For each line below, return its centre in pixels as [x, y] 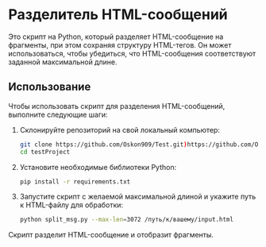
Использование [50, 87]
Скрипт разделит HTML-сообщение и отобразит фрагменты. [111, 235]
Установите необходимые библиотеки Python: [98, 167]
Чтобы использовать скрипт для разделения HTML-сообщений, [117, 106]
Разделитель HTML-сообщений [118, 15]
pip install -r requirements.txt [75, 181]
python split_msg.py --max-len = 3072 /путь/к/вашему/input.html [127, 220]
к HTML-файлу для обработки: [71, 205]
